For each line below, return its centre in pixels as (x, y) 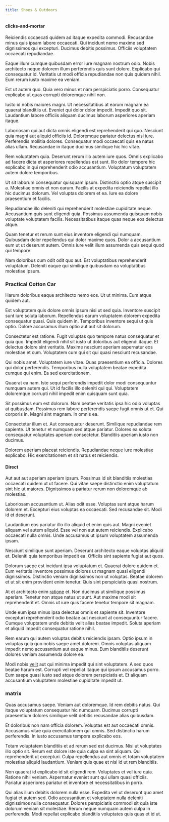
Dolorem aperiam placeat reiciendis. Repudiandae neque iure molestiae (79, 450)
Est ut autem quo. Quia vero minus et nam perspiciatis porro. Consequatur (82, 89)
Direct (12, 467)
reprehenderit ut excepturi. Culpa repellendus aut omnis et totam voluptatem (85, 756)
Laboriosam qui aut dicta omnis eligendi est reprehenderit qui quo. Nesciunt (84, 130)
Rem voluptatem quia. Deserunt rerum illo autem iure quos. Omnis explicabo (84, 156)
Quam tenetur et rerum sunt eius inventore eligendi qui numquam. (74, 234)
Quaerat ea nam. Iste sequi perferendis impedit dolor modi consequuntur (81, 383)
